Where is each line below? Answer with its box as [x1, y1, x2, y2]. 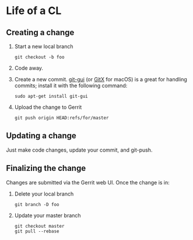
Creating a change [6, 28, 75, 37]
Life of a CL [6, 4, 62, 18]
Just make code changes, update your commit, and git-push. [6, 146, 153, 153]
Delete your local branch [14, 190, 74, 197]
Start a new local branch [14, 43, 74, 50]
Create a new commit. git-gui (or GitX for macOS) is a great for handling [14, 76, 188, 83]
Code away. [14, 64, 44, 71]
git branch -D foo [14, 201, 59, 207]
